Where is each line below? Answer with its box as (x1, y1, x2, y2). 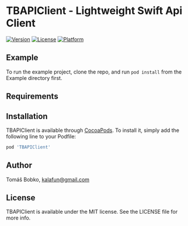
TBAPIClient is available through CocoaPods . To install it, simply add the (6, 127, 180, 134)
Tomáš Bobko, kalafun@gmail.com (6, 176, 89, 183)
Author (6, 161, 32, 171)
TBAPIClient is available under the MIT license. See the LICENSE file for (6, 208, 178, 215)
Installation (6, 111, 48, 121)
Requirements (6, 92, 58, 102)
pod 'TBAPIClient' (6, 144, 51, 150)
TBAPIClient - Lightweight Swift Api (6, 4, 183, 18)
